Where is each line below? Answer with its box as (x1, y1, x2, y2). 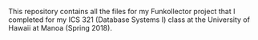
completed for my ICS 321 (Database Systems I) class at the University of (8, 15, 251, 24)
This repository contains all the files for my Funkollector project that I (8, 7, 236, 16)
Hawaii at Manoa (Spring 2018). (8, 24, 112, 32)
